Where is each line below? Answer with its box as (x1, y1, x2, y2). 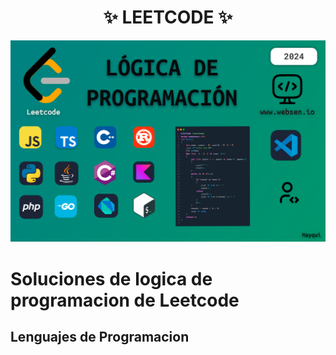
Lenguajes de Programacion (10, 328, 190, 345)
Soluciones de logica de (10, 267, 213, 290)
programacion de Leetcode (10, 289, 240, 311)
